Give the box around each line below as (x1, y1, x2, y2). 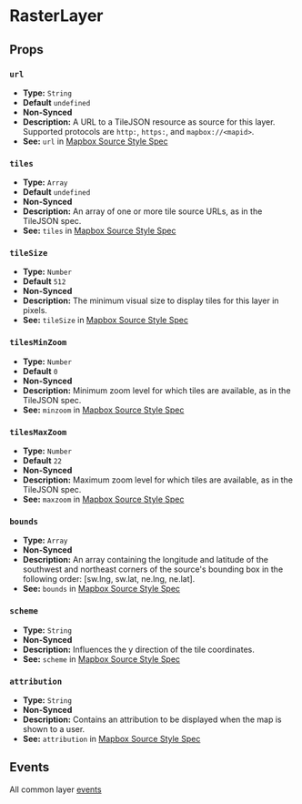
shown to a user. (22, 723, 86, 734)
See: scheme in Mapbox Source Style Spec (22, 653, 180, 665)
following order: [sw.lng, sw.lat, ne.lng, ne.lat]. (22, 574, 196, 585)
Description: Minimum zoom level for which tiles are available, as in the (22, 384, 291, 396)
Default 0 (22, 365, 58, 376)
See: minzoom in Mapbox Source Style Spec (22, 404, 185, 415)
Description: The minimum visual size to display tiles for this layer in (22, 295, 279, 306)
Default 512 (22, 276, 66, 287)
